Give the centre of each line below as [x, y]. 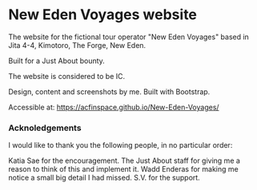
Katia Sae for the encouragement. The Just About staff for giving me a [124, 160]
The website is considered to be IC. [67, 76]
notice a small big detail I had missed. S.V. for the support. [104, 178]
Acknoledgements [45, 128]
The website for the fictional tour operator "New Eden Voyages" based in [129, 37]
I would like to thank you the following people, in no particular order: [120, 145]
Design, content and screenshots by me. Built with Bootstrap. [109, 91]
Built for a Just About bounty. [57, 61]
